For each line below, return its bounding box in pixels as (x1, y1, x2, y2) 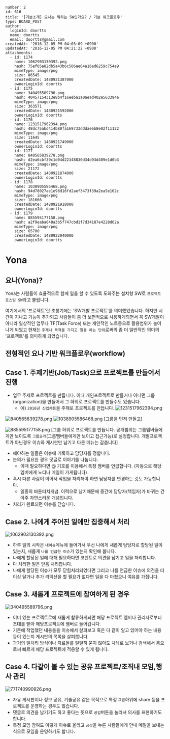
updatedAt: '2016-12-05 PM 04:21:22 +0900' (5, 46, 99, 51)
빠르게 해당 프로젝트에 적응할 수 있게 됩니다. (22, 646, 109, 652)
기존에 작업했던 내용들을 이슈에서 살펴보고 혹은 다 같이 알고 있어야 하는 (12, 627, 152, 633)
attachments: (5, 50, 33, 56)
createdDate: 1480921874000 (14, 171, 74, 176)
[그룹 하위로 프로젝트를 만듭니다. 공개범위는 (51, 427, 137, 433)
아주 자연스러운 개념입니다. (20, 495, 74, 501)
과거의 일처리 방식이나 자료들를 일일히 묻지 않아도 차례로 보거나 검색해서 (12, 640, 155, 646)
